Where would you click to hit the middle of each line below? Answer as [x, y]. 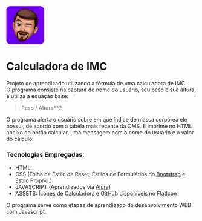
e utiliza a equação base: [37, 96]
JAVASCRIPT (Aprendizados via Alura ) [63, 187]
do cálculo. [20, 139]
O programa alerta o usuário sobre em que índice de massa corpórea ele [97, 119]
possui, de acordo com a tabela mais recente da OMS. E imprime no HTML [99, 126]
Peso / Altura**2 [41, 108]
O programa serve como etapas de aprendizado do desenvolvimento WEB [99, 205]
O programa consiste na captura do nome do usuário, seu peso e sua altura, [101, 90]
